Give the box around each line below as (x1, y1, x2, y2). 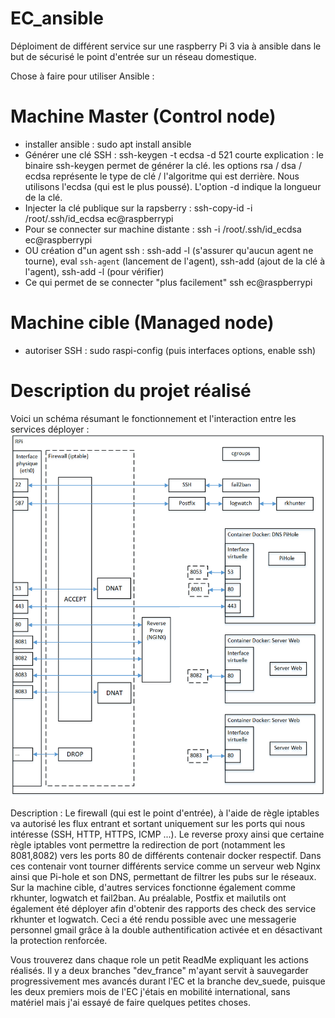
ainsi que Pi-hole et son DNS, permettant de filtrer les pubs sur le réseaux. (10, 871, 317, 883)
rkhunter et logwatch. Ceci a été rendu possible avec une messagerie (10, 913, 297, 926)
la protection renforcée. (10, 935, 108, 947)
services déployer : (10, 423, 90, 435)
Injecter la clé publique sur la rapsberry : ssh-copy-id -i (24, 202, 253, 214)
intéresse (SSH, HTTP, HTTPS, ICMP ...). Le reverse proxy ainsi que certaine (10, 828, 325, 841)
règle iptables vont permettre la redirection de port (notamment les (10, 839, 286, 851)
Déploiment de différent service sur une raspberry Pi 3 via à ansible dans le (10, 40, 322, 52)
